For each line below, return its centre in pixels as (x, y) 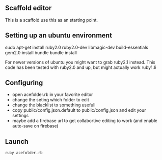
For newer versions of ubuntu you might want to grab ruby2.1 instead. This (80, 62)
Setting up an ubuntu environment (59, 36)
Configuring (24, 83)
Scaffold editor (28, 8)
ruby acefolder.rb (24, 153)
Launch (17, 142)
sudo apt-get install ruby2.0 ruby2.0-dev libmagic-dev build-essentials (77, 47)
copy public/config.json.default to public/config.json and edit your (79, 110)
